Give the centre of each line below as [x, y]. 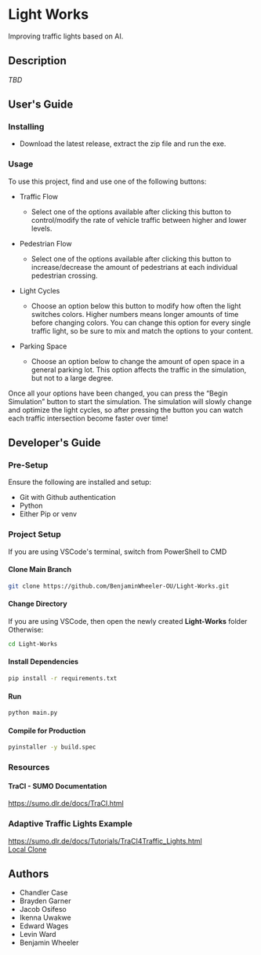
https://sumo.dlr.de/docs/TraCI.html [66, 804]
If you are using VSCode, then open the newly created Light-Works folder [128, 621]
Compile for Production [47, 731]
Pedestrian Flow [45, 243]
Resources [29, 767]
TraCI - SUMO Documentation [58, 786]
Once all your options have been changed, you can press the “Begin [118, 393]
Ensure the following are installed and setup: [80, 482]
